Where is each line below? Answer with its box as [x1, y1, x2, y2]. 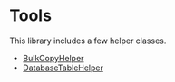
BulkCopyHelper [22, 52, 84, 63]
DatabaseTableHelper [22, 62, 104, 73]
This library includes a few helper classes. [9, 35, 167, 46]
